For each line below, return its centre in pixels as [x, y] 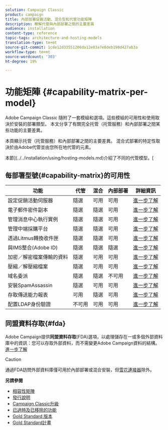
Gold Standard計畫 [32, 422]
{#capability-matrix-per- [95, 92]
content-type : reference [31, 33]
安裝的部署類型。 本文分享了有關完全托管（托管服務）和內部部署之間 [85, 124]
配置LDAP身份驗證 [29, 304]
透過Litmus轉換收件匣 [33, 238]
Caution [13, 359]
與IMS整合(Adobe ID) [33, 248]
